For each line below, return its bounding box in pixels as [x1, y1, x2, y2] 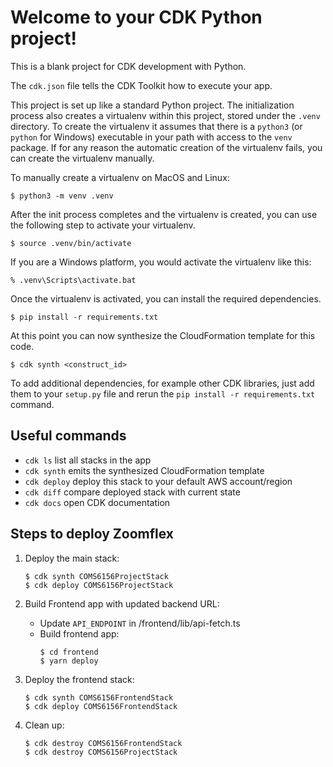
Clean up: [24, 719, 65, 731]
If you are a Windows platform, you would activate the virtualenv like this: [10, 256, 312, 268]
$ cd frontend [39, 647, 99, 657]
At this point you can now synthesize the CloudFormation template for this [10, 329, 316, 341]
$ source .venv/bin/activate [10, 238, 132, 248]
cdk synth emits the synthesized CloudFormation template [24, 464, 265, 476]
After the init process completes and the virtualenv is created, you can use [10, 208, 318, 220]
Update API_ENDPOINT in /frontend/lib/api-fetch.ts [39, 617, 241, 629]
